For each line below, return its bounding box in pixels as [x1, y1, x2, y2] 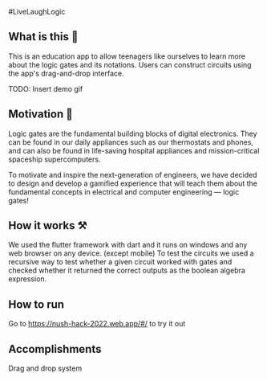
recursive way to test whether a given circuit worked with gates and [8, 257, 233, 267]
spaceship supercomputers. [8, 154, 101, 164]
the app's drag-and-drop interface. [8, 68, 124, 78]
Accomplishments [8, 342, 102, 356]
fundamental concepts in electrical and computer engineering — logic [8, 186, 240, 196]
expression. [8, 274, 47, 284]
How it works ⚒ [8, 219, 87, 232]
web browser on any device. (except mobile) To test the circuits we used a [8, 248, 254, 258]
